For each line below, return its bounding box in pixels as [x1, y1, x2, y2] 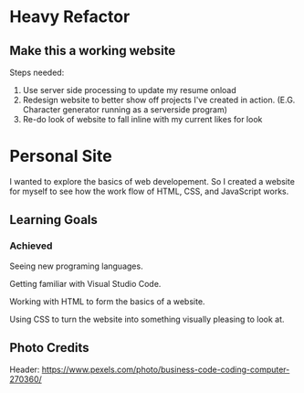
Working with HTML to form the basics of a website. [9, 295, 205, 307]
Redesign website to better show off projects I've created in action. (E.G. [22, 94, 296, 105]
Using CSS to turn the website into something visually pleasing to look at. [9, 313, 285, 324]
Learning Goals [9, 212, 99, 228]
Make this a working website [9, 43, 176, 58]
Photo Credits [9, 340, 89, 356]
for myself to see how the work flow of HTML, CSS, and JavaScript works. [9, 186, 289, 196]
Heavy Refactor [9, 6, 131, 27]
